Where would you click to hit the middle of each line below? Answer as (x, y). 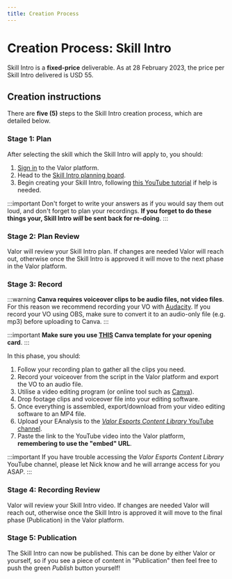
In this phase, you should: (44, 356)
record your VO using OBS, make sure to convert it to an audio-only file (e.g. (116, 314)
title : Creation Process (43, 14)
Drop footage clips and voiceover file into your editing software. (108, 399)
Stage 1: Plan (30, 139)
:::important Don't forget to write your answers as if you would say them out (116, 203)
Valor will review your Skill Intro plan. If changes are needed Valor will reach (116, 251)
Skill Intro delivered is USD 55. (50, 75)
